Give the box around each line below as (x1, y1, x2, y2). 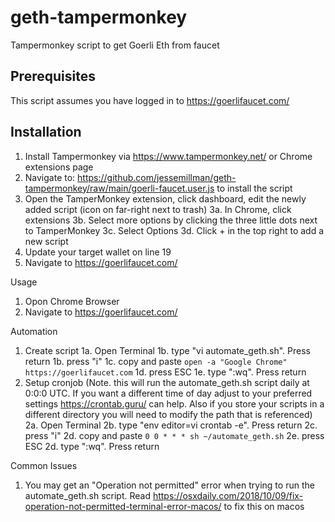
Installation (10, 124, 82, 141)
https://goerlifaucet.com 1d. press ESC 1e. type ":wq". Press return (24, 366, 307, 378)
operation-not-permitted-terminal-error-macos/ (24, 500, 222, 512)
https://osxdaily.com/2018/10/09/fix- (152, 489, 304, 501)
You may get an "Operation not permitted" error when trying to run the (24, 479, 315, 491)
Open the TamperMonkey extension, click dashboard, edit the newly (24, 192, 307, 205)
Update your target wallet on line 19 (24, 246, 172, 258)
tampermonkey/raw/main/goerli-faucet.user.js (24, 182, 215, 194)
